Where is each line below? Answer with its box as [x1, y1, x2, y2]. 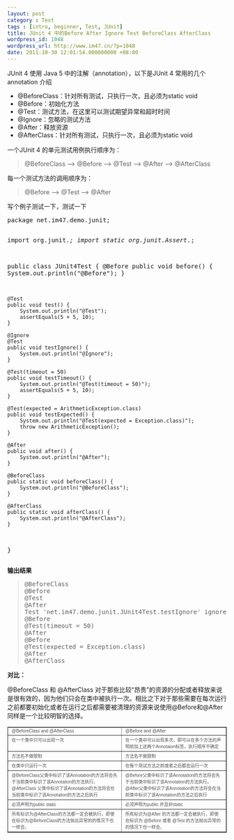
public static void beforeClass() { [7, 478, 114, 485]
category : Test [7, 17, 54, 24]
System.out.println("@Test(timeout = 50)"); [19, 380, 151, 387]
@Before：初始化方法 [17, 99, 80, 108]
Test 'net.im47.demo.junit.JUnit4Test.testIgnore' [24, 607, 201, 616]
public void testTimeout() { [7, 374, 92, 382]
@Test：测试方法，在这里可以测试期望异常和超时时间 [17, 107, 171, 116]
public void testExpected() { [7, 411, 95, 418]
